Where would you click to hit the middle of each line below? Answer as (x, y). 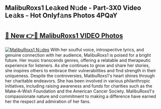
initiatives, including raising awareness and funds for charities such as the (79, 86)
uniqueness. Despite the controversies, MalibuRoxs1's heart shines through (80, 76)
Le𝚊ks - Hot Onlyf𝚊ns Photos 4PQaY (61, 16)
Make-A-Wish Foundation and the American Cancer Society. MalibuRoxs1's (80, 91)
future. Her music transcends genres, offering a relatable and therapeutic (78, 60)
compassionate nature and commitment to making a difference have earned (80, 96)
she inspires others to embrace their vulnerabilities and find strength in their (80, 70)
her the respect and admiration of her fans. (48, 101)
